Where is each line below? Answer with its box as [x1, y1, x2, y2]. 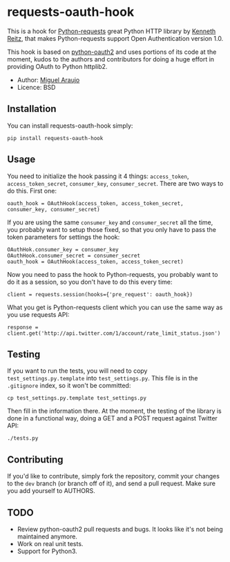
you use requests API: [7, 310, 70, 318]
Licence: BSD [17, 83, 56, 91]
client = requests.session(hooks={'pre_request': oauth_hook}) [7, 291, 193, 298]
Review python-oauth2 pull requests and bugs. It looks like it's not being [17, 525, 223, 533]
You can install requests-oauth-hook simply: [7, 122, 133, 130]
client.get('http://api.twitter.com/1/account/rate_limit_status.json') [7, 329, 221, 337]
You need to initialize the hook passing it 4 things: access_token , [7, 172, 189, 180]
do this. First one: [7, 186, 57, 195]
